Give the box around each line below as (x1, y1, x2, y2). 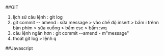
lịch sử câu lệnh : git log (12, 14, 63, 20)
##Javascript (5, 45, 33, 51)
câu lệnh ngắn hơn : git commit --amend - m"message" (12, 30, 129, 36)
